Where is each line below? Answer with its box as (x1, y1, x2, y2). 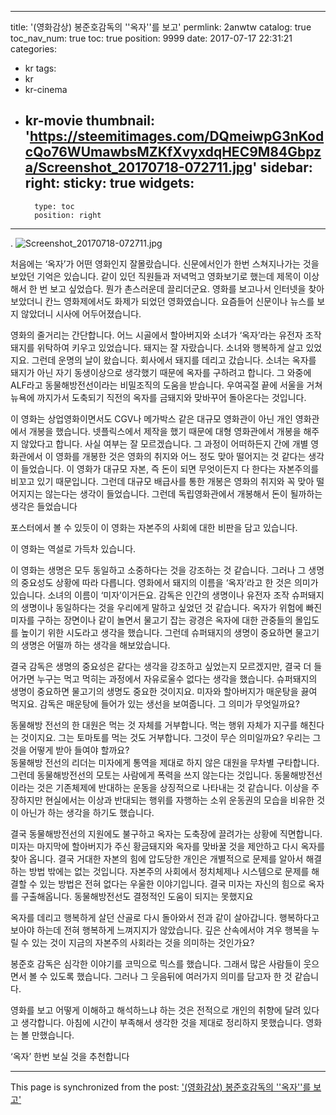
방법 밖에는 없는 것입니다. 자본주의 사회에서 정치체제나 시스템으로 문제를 (28, 865, 310, 877)
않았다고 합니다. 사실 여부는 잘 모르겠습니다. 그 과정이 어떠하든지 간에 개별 (20, 437, 309, 450)
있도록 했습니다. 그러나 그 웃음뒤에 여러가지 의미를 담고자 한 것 (49, 970, 293, 982)
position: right (34, 210, 102, 220)
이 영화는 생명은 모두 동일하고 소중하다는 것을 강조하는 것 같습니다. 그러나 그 (10, 564, 307, 576)
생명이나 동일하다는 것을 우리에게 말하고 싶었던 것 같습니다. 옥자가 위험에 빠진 (20, 601, 323, 613)
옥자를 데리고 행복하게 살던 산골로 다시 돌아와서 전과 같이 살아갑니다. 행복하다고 (10, 911, 320, 923)
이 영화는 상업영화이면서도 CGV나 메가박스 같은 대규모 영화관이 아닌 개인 (10, 412, 293, 425)
